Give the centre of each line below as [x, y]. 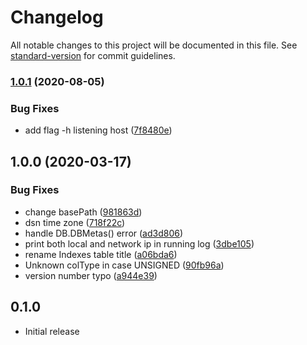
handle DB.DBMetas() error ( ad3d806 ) [104, 233]
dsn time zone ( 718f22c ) [75, 222]
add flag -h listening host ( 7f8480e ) [98, 130]
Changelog [57, 17]
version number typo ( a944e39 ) [91, 275]
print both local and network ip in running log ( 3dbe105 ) [139, 243]
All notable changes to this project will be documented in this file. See [154, 45]
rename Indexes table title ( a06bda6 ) [101, 254]
